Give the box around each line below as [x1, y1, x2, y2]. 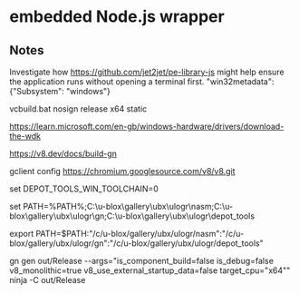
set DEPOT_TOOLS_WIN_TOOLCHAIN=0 [9, 183, 159, 194]
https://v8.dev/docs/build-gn [9, 148, 118, 159]
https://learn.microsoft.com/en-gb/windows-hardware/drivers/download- [9, 121, 285, 132]
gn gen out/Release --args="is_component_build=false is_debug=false [9, 256, 275, 266]
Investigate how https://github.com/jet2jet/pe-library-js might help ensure [9, 66, 285, 77]
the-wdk [9, 131, 41, 142]
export [9, 229, 34, 239]
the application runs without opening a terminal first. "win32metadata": [9, 76, 275, 87]
